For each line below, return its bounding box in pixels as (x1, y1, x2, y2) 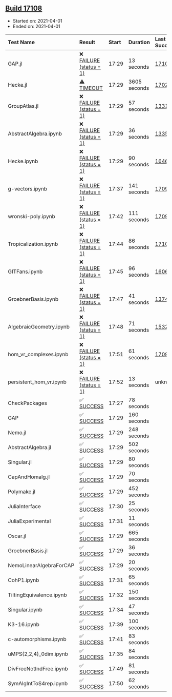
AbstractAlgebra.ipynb (8, 130, 62, 137)
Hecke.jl (8, 81, 28, 88)
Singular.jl (8, 458, 32, 466)
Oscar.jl (8, 532, 27, 539)
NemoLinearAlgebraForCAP (8, 562, 75, 569)
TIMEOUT (79, 84, 103, 91)
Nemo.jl (8, 429, 27, 436)
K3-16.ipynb (8, 621, 40, 628)
